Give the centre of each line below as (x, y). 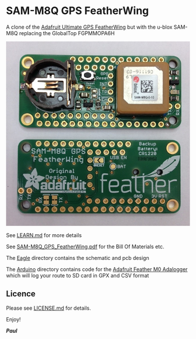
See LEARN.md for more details (44, 235)
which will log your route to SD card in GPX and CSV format (78, 275)
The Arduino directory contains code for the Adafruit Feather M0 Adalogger (97, 269)
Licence (21, 294)
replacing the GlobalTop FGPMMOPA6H (67, 33)
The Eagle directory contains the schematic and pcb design (78, 258)
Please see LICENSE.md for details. (49, 308)
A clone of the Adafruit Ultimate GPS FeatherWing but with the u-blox (89, 27)
